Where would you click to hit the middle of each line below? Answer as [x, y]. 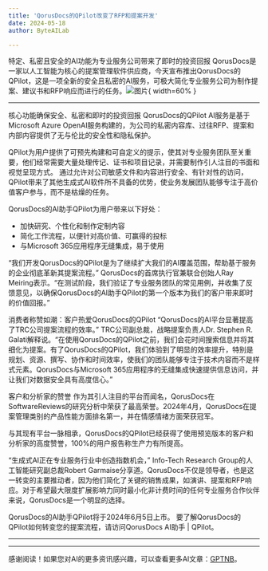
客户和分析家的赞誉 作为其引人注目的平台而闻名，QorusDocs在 [112, 396]
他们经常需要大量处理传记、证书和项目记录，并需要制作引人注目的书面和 [141, 162]
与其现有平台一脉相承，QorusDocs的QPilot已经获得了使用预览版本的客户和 [131, 433]
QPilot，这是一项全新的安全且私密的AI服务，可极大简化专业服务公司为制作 [130, 81]
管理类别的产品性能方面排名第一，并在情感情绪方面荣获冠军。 [116, 416]
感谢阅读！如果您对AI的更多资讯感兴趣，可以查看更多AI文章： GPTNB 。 [125, 559]
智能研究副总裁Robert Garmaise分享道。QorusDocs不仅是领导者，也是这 [134, 471]
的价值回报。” [29, 303]
